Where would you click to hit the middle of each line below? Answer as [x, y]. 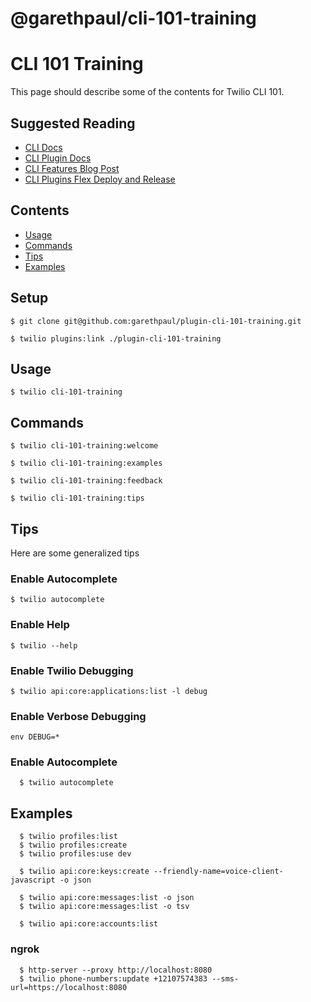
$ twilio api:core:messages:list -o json [107, 898]
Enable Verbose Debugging [78, 716]
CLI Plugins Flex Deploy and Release [100, 179]
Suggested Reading [73, 123]
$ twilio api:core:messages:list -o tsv [104, 907]
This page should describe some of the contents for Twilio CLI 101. [147, 92]
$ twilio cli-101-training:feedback [86, 481]
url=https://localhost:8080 [69, 987]
